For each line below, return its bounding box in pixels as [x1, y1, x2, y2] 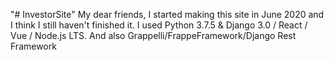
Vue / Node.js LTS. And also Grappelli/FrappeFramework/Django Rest [10, 30, 297, 41]
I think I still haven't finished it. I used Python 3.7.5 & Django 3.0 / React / [10, 19, 308, 31]
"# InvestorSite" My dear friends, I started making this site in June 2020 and [10, 9, 325, 20]
